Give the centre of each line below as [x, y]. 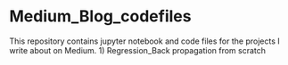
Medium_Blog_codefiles [100, 16]
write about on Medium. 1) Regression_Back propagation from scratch [137, 50]
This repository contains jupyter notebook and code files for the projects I [144, 41]
